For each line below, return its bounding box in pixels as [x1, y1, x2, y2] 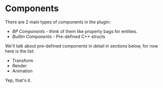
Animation [12, 68, 33, 73]
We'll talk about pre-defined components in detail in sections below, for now [5, 43, 159, 49]
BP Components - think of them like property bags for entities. [12, 28, 138, 34]
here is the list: [5, 48, 35, 54]
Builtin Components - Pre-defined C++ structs [12, 34, 105, 39]
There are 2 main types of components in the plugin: [5, 19, 111, 25]
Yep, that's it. [5, 77, 32, 83]
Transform [12, 57, 33, 63]
